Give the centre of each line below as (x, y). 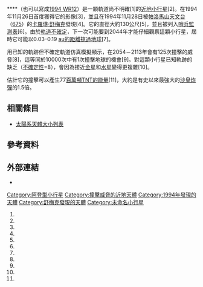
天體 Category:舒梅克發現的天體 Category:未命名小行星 (76, 202)
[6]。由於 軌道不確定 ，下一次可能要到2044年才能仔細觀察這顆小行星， (105, 31)
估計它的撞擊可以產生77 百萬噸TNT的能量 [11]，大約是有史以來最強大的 (94, 80)
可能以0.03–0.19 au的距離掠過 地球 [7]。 (66, 39)
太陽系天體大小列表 (40, 124)
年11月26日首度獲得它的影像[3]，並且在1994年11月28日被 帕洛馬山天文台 (96, 16)
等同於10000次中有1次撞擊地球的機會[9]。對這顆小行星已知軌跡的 (111, 60)
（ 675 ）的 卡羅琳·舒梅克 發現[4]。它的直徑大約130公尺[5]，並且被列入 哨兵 (98, 24)
